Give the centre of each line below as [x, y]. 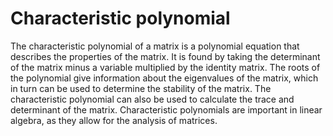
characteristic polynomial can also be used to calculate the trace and [152, 99]
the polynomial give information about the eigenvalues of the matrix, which [164, 78]
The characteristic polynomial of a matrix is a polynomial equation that [155, 46]
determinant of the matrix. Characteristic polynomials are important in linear [166, 109]
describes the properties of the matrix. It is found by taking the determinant [165, 56]
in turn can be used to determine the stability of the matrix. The [141, 88]
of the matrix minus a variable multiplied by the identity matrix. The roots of [165, 67]
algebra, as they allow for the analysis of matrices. [114, 120]
